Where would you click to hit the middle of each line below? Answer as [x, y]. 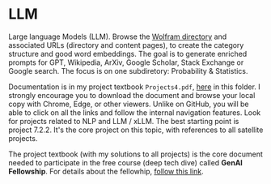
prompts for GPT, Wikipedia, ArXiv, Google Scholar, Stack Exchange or [126, 62]
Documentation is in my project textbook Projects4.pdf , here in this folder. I [134, 87]
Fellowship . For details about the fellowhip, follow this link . [106, 171]
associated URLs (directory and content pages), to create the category [126, 45]
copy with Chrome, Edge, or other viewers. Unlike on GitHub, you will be [129, 104]
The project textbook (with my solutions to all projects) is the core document [135, 154]
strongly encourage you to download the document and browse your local [132, 95]
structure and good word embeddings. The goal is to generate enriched [128, 53]
